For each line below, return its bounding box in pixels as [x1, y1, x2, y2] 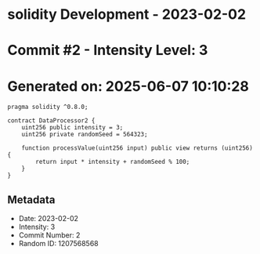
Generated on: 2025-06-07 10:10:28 [7, 77, 250, 95]
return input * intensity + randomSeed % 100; [35, 158, 190, 166]
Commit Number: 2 [18, 230, 81, 240]
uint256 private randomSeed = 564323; [21, 131, 148, 139]
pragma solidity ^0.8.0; [7, 103, 88, 111]
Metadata [7, 193, 56, 206]
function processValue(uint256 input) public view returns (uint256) [21, 144, 254, 152]
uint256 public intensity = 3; [21, 124, 124, 132]
